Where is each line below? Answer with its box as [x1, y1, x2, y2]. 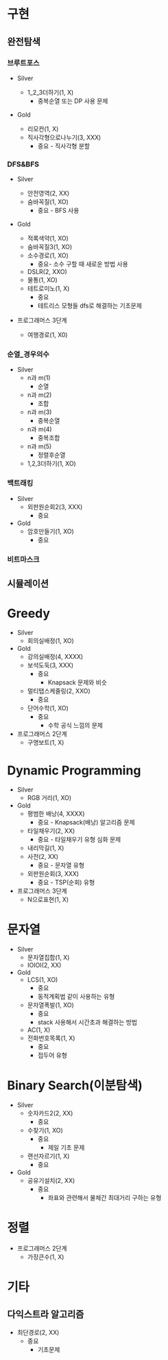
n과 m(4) [27, 425, 53, 433]
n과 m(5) [27, 442, 52, 450]
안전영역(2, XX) [27, 189, 70, 198]
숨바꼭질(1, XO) [27, 198, 69, 206]
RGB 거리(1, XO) [27, 794, 72, 802]
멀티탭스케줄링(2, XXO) [27, 687, 91, 695]
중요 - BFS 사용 [37, 207, 80, 215]
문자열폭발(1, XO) [27, 1000, 74, 1009]
